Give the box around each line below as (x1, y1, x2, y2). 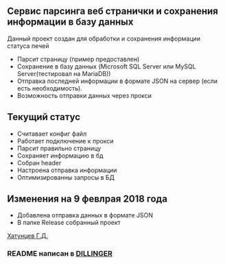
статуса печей (7, 41, 49, 50)
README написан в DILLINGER (7, 249, 113, 259)
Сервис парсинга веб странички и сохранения (7, 5, 218, 17)
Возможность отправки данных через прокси (16, 91, 152, 99)
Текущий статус (7, 111, 81, 123)
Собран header (16, 158, 62, 167)
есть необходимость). (16, 84, 82, 92)
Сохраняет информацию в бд (16, 151, 104, 160)
